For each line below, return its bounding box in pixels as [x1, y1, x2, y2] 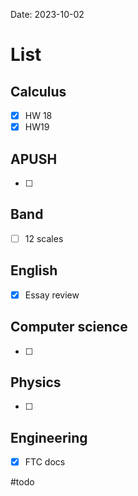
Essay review [24, 289, 80, 301]
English [10, 262, 58, 279]
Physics [10, 374, 62, 391]
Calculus [10, 83, 67, 100]
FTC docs [24, 456, 66, 468]
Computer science [10, 319, 128, 336]
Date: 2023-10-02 [10, 9, 85, 20]
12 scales [24, 232, 64, 244]
